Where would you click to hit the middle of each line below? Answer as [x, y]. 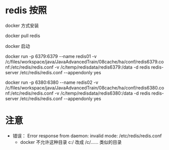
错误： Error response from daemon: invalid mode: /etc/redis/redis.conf [87, 136]
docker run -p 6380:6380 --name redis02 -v [52, 82]
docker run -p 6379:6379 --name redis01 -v [51, 56]
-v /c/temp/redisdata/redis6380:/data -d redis [103, 93]
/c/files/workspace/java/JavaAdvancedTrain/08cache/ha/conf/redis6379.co [85, 62]
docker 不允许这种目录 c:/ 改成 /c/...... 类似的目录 [71, 142]
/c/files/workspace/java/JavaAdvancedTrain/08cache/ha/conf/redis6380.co [85, 87]
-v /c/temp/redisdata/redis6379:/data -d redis [102, 67]
